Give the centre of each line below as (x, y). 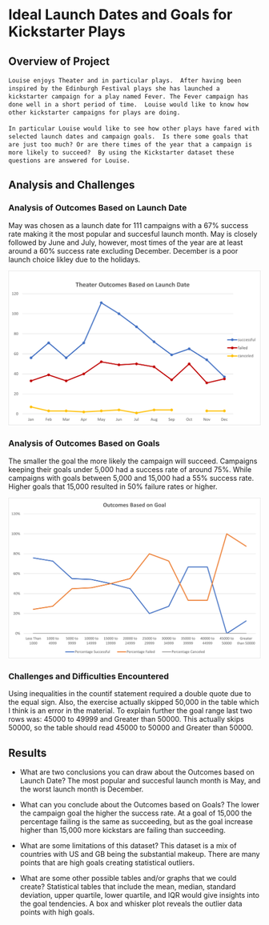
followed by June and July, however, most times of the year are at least (126, 242)
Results (28, 753)
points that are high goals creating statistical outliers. (107, 863)
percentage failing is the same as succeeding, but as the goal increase (137, 822)
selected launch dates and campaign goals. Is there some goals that (128, 137)
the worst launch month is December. (82, 789)
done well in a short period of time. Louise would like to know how (128, 105)
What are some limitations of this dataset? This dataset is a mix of (128, 846)
